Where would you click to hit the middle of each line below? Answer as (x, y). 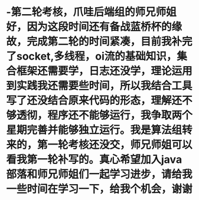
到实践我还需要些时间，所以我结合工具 (99, 86)
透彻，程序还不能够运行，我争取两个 (105, 115)
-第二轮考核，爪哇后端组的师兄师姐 (92, 12)
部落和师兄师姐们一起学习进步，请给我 (99, 174)
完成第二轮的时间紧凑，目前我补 (105, 42)
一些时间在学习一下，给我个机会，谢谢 (99, 189)
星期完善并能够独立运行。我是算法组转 (99, 130)
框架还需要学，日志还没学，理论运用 (105, 71)
